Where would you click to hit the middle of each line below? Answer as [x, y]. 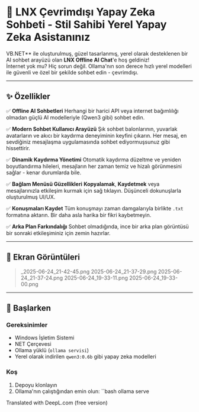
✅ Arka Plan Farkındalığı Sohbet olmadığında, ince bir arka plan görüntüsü [98, 226]
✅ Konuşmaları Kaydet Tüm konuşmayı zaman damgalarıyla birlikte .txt [95, 208]
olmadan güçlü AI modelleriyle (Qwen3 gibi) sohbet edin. [76, 117]
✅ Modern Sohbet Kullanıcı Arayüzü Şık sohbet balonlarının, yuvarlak [92, 129]
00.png [29, 284]
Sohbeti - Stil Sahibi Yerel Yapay [86, 25]
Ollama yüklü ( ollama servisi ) [52, 351]
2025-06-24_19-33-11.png [96, 278]
